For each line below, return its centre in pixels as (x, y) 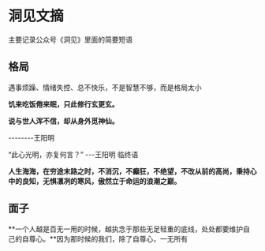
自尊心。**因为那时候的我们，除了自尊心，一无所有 (105, 238)
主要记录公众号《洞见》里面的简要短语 (70, 39)
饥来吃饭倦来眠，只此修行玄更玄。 (63, 104)
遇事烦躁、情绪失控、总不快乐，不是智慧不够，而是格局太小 (105, 87)
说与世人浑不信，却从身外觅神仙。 (63, 121)
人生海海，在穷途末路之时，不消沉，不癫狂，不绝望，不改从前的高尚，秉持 (129, 171)
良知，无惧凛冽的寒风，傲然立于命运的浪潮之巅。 (101, 181)
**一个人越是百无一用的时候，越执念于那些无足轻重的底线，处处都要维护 (126, 229)
